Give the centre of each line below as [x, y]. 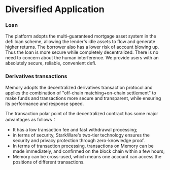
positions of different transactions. [48, 162]
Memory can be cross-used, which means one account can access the [87, 156]
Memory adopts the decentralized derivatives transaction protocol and [79, 87]
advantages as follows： [31, 119]
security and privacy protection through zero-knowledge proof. [79, 140]
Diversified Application [55, 9]
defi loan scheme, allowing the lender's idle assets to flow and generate [80, 42]
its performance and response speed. [45, 104]
